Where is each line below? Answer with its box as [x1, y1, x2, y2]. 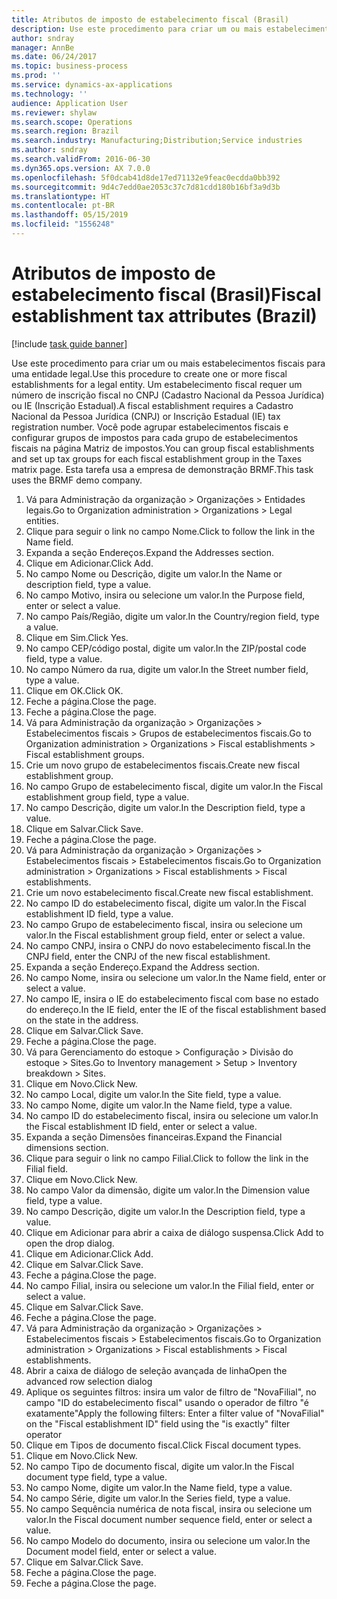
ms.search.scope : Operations [11, 117, 133, 127]
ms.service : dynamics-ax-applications [11, 80, 173, 90]
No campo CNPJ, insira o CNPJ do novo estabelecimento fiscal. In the [25, 939, 311, 951]
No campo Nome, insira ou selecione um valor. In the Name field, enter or [25, 971, 327, 983]
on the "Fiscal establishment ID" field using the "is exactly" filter [25, 1417, 291, 1430]
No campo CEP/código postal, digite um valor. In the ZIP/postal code [25, 642, 307, 654]
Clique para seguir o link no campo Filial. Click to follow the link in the [25, 1152, 309, 1164]
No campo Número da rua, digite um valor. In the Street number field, [25, 663, 309, 675]
